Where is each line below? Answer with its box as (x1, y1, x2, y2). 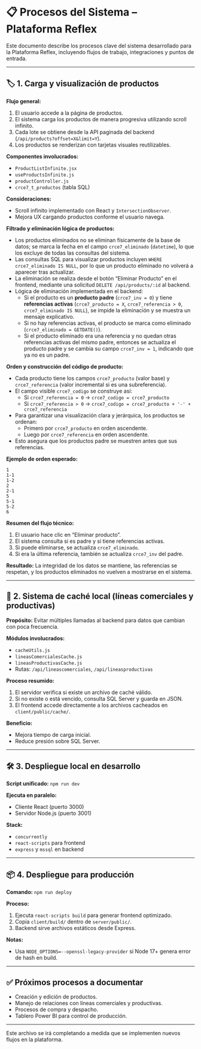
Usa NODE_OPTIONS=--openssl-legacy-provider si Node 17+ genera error (14, 948, 191, 955)
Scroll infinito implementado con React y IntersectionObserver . (14, 207, 172, 214)
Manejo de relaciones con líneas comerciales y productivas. (14, 1000, 163, 1006)
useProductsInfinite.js (14, 172, 75, 178)
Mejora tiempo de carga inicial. (14, 731, 92, 738)
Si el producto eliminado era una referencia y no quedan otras (23, 332, 176, 339)
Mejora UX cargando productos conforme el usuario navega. (14, 213, 165, 220)
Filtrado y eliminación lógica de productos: (6, 225, 115, 232)
